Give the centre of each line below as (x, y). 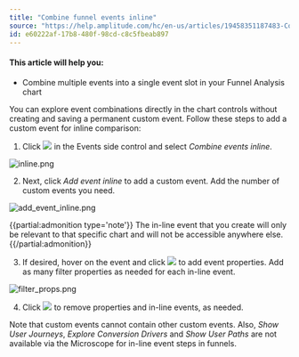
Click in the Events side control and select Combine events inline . (147, 146)
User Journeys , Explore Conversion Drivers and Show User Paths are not (143, 334)
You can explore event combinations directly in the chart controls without (143, 109)
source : (24, 26)
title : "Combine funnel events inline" (83, 17)
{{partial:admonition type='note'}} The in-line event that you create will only (148, 224)
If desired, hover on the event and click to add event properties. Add (153, 262)
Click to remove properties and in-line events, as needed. (133, 307)
